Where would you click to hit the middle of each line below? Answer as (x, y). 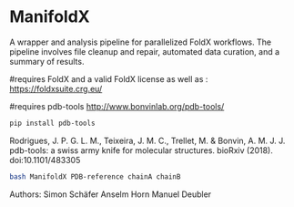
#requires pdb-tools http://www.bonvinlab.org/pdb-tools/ (117, 106)
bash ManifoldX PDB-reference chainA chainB (95, 176)
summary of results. (47, 61)
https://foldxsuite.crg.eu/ (56, 88)
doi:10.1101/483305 (45, 160)
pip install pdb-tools (52, 123)
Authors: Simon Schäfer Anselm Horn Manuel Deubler (111, 194)
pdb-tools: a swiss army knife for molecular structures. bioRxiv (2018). (141, 150)
